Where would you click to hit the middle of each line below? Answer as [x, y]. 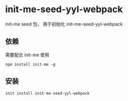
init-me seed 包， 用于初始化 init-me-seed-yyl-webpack [64, 24]
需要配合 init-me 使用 [27, 55]
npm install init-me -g [30, 64]
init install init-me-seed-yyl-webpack [47, 93]
